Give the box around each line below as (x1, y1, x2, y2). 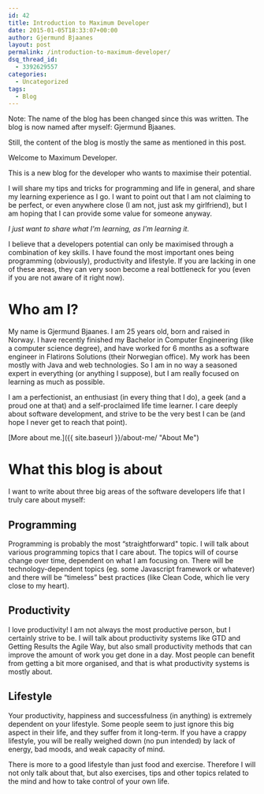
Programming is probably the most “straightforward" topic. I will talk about (8, 539, 250, 548)
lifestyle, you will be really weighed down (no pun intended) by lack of (8, 736, 236, 745)
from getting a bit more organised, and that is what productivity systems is (8, 658, 250, 668)
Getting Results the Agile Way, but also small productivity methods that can (8, 642, 252, 651)
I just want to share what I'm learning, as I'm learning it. (8, 224, 190, 234)
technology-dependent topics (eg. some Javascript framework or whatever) (8, 564, 255, 574)
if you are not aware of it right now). (8, 273, 125, 283)
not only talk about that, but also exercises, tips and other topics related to (8, 768, 250, 777)
